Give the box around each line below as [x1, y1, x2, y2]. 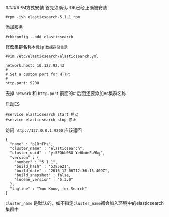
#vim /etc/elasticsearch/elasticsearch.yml [5, 54, 99, 59]
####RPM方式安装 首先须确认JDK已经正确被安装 [5, 5, 107, 10]
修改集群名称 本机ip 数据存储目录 [5, 44, 68, 50]
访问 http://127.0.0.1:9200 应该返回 [5, 127, 82, 133]
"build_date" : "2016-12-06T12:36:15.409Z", [14, 168, 110, 173]
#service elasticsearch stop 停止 [5, 117, 77, 122]
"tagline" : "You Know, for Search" [10, 186, 87, 191]
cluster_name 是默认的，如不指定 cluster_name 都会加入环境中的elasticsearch [5, 200, 164, 206]
